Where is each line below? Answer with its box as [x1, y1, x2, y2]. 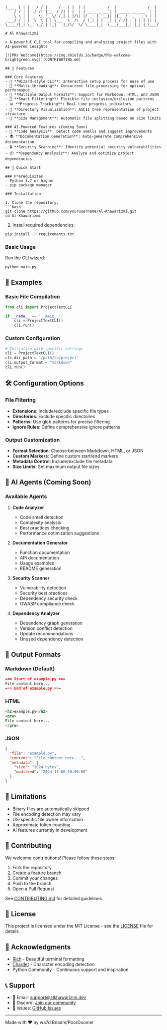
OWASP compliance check [19, 600, 75, 606]
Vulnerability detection [19, 584, 66, 590]
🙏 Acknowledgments [5, 943, 71, 951]
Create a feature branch [12, 870, 62, 876]
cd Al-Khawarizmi [5, 213, 41, 218]
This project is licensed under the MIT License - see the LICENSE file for [5, 923, 153, 929]
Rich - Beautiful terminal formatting [12, 956, 84, 962]
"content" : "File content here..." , [9, 755, 85, 760]
